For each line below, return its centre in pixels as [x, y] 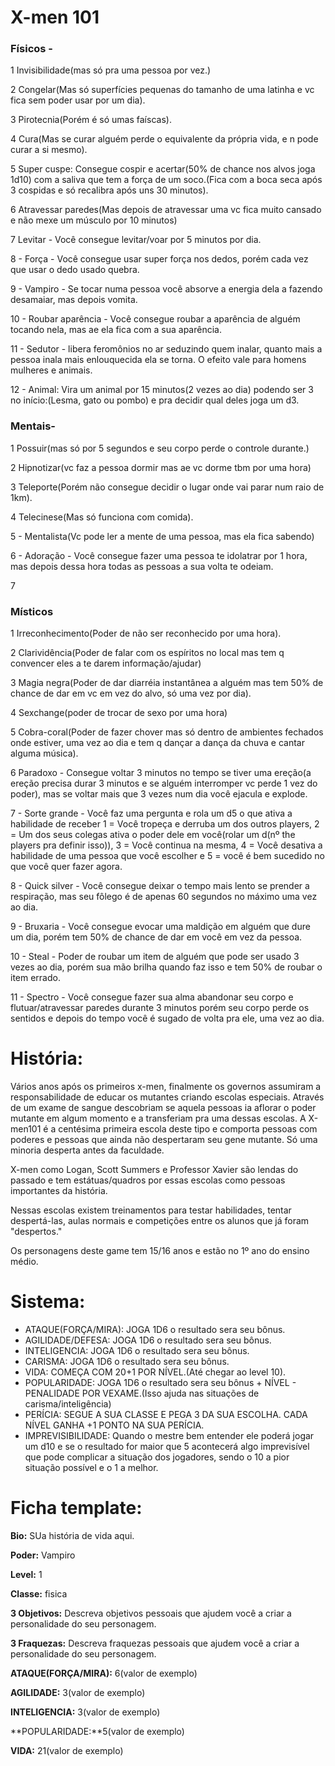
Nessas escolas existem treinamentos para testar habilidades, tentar [151, 1210]
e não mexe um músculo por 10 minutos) [94, 220]
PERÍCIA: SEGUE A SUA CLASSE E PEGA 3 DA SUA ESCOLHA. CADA [166, 1414]
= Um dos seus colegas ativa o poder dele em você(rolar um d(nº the [153, 835]
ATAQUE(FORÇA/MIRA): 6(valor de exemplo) [104, 1673]
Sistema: [48, 1302]
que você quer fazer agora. [66, 867]
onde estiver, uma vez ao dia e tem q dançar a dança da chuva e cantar [157, 743]
